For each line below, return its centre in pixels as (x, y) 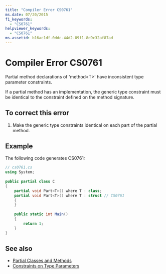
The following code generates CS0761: (45, 158)
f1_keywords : (19, 19)
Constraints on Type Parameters (46, 266)
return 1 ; (33, 223)
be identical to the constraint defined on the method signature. (70, 97)
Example (19, 146)
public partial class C (30, 181)
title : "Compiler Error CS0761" (39, 10)
